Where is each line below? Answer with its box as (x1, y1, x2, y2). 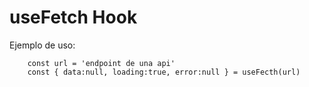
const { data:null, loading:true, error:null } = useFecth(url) (27, 67, 301, 77)
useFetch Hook (9, 6, 138, 29)
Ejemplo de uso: (9, 39, 76, 51)
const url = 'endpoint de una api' (27, 58, 176, 68)
